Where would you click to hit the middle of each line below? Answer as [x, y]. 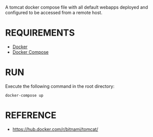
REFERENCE [31, 115]
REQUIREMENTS [40, 33]
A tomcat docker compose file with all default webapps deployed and [77, 7]
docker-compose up [24, 95]
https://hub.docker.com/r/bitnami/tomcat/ [55, 129]
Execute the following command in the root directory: [60, 86]
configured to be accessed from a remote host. [54, 13]
